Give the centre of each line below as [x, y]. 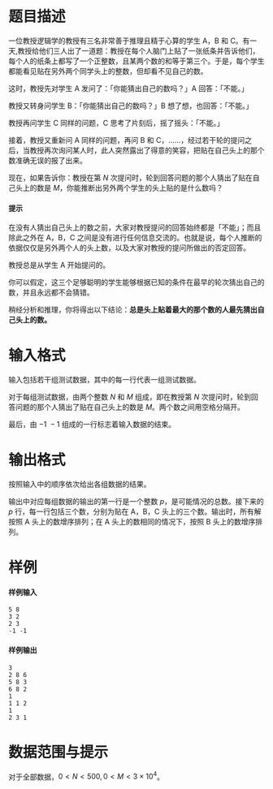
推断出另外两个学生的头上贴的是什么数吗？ [152, 188]
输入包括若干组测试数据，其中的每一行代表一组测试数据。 [104, 380]
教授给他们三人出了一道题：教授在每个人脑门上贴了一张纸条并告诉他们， [139, 50]
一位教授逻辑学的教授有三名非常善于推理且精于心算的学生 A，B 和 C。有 [129, 41]
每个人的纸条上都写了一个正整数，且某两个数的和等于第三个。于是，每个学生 [136, 61]
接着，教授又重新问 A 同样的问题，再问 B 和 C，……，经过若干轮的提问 [127, 140]
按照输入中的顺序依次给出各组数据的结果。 [80, 485]
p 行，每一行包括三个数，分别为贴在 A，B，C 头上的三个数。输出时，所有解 [135, 511]
